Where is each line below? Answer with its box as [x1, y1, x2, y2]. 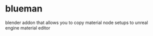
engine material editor [5, 24, 50, 30]
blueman [5, 3, 42, 14]
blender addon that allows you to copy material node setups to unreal [5, 19, 148, 25]
